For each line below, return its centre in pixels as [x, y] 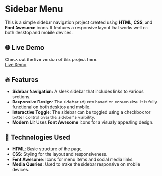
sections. [21, 96]
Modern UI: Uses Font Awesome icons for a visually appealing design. [83, 122]
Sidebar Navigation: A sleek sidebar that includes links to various [78, 91]
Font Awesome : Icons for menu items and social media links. [73, 159]
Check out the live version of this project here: [51, 59]
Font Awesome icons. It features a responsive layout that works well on [76, 27]
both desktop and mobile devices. [39, 32]
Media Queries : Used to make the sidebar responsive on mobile [76, 164]
